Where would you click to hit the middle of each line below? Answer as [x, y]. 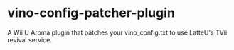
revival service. [30, 39]
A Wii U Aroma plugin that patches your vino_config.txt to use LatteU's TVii [117, 32]
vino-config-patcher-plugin [91, 13]
